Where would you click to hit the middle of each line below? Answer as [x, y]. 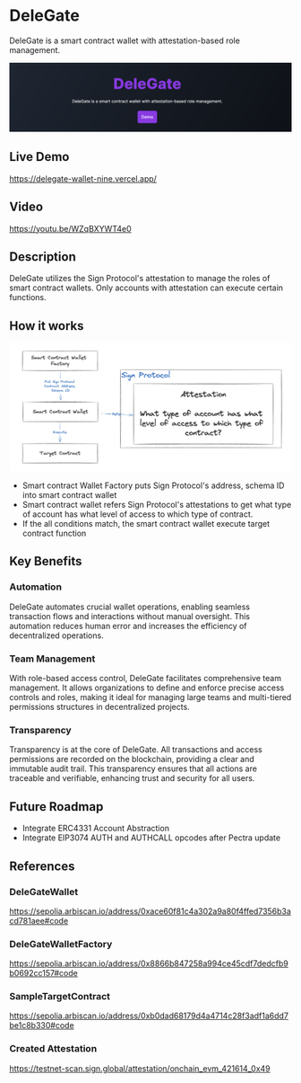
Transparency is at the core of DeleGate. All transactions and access [136, 750]
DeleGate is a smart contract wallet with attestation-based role [125, 40]
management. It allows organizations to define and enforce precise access [147, 688]
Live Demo [39, 157]
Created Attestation [53, 1049]
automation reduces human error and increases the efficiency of [129, 626]
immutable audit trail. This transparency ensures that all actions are [133, 768]
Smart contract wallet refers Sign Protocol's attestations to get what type [157, 505]
